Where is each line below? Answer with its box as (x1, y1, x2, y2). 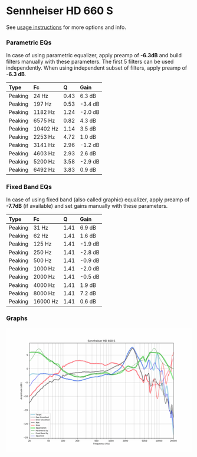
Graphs (6, 314, 28, 322)
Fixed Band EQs (6, 182, 52, 191)
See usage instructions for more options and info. (6, 24, 127, 31)
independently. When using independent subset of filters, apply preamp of (6, 64, 188, 71)
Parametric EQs (6, 38, 52, 47)
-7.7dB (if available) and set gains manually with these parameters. (6, 203, 168, 210)
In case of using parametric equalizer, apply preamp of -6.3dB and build (6, 52, 182, 59)
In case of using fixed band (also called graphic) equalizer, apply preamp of (6, 196, 190, 203)
